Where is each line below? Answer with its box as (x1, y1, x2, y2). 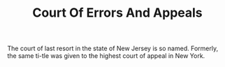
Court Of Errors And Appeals (32, 5, 203, 21)
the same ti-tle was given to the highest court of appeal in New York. (7, 52, 205, 60)
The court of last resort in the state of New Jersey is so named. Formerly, (7, 44, 219, 53)
